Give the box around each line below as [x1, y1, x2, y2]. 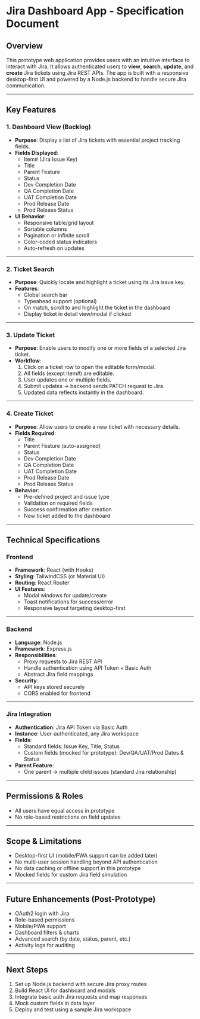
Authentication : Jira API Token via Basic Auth [14, 724, 128, 731]
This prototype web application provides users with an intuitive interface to [6, 57, 190, 63]
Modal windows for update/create [23, 592, 107, 599]
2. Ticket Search [6, 265, 55, 273]
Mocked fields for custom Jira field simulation [14, 871, 127, 878]
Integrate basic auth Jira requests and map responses [14, 993, 148, 1000]
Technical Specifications [6, 535, 101, 545]
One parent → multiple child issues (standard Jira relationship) [23, 768, 177, 775]
